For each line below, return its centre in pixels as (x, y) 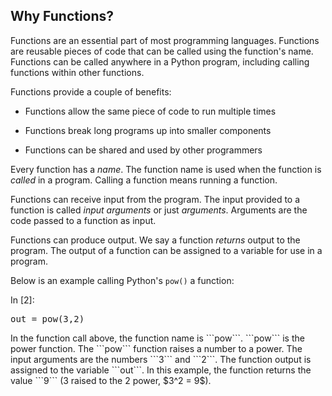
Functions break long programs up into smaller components (148, 130)
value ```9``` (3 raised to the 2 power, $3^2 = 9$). (111, 380)
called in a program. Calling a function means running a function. (144, 180)
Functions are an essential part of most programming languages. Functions (165, 40)
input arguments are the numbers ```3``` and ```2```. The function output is (161, 359)
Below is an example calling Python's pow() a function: (122, 280)
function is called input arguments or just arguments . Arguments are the (159, 210)
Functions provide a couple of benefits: (91, 91)
